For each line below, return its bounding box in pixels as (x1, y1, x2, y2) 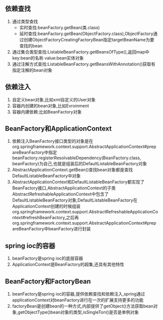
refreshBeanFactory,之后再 (25, 215, 79, 221)
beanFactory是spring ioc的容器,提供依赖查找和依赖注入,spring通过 (12, 291, 145, 297)
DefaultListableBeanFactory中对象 (12, 173, 81, 179)
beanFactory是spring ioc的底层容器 (12, 255, 84, 262)
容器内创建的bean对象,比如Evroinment (12, 103, 89, 109)
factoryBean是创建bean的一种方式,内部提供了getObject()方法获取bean (12, 303, 154, 309)
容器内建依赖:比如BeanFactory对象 (12, 109, 82, 114)
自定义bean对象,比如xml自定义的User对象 (12, 96, 96, 102)
